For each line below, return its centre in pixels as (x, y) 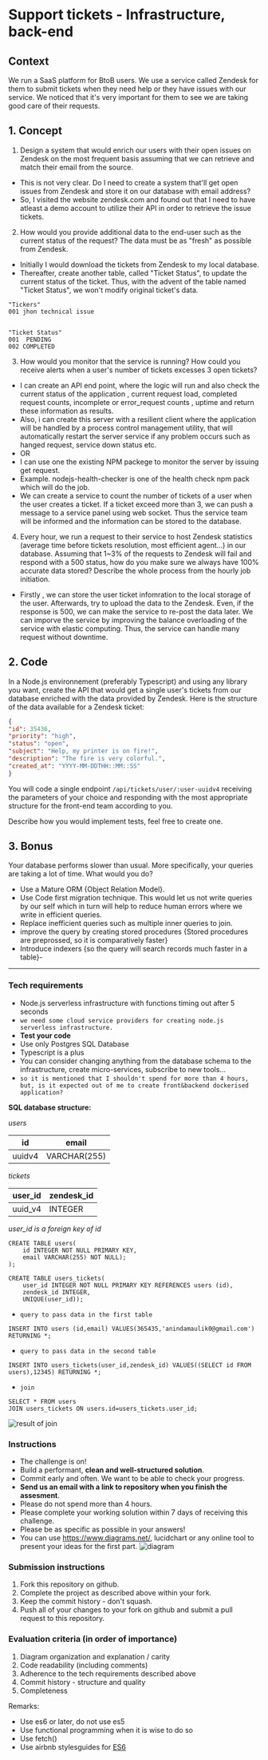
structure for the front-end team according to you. (91, 805)
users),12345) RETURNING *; (55, 1372)
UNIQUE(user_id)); (53, 1299)
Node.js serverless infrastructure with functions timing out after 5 (127, 1003)
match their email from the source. (77, 167)
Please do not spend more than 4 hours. (86, 1504)
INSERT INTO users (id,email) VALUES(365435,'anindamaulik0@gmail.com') (132, 1329)
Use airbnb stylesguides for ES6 (73, 1746)
